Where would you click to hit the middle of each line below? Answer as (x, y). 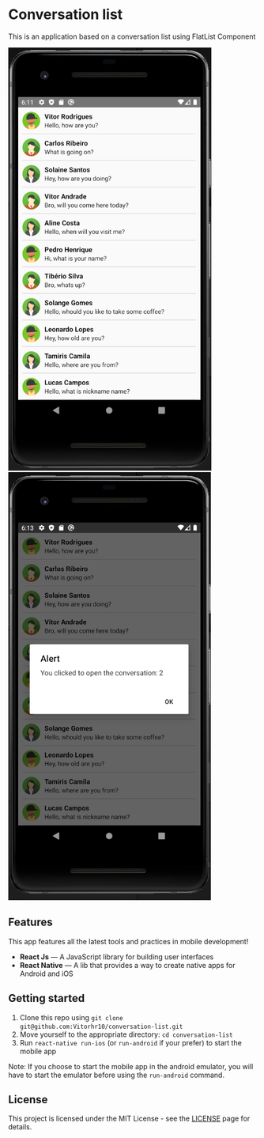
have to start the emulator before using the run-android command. (117, 1075)
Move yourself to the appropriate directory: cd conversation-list (126, 1034)
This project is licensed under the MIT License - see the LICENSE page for (129, 1119)
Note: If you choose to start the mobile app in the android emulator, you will (131, 1066)
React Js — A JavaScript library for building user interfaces (117, 957)
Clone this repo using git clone (72, 1017)
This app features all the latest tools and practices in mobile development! (128, 941)
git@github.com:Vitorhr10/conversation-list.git (101, 1026)
